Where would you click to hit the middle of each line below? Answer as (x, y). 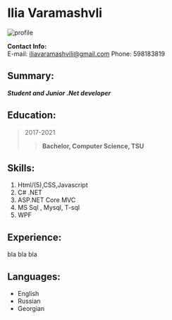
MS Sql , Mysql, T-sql (48, 208)
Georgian (31, 308)
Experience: (35, 237)
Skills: (21, 168)
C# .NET (30, 193)
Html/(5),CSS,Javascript (53, 185)
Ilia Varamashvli (55, 13)
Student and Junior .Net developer (59, 93)
